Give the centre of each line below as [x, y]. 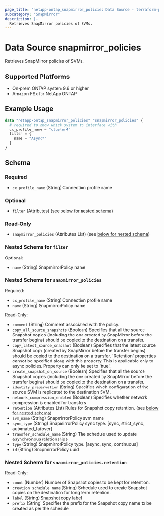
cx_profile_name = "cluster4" [40, 129]
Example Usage [29, 109]
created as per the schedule [41, 509]
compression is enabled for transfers [49, 402]
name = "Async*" [31, 139]
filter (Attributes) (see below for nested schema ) [62, 211]
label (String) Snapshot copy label [47, 498]
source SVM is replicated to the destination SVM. [61, 392]
